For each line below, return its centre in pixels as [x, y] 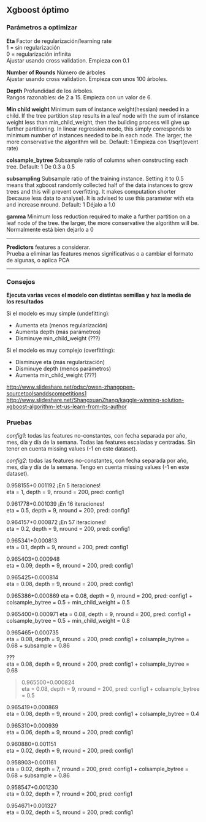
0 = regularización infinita [39, 54]
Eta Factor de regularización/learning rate [59, 41]
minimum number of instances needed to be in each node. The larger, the [99, 135]
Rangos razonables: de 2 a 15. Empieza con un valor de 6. [79, 97]
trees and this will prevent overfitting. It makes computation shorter [91, 191]
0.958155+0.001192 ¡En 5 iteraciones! [54, 485]
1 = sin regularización [33, 47]
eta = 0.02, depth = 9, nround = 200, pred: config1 [70, 751]
